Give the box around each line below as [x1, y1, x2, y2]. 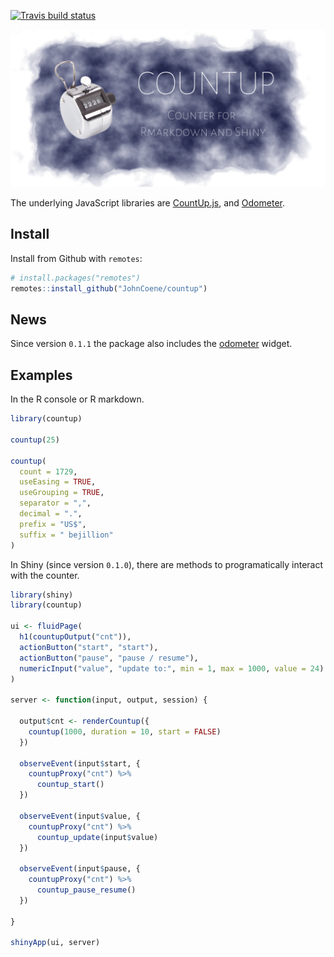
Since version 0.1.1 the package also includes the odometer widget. [10, 338, 293, 350]
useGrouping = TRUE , [19, 488, 105, 498]
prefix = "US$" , [19, 519, 87, 529]
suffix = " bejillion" [19, 530, 114, 540]
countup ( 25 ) [10, 435, 60, 445]
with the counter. [10, 569, 80, 581]
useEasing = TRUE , [19, 477, 97, 487]
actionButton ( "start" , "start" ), [19, 642, 159, 652]
